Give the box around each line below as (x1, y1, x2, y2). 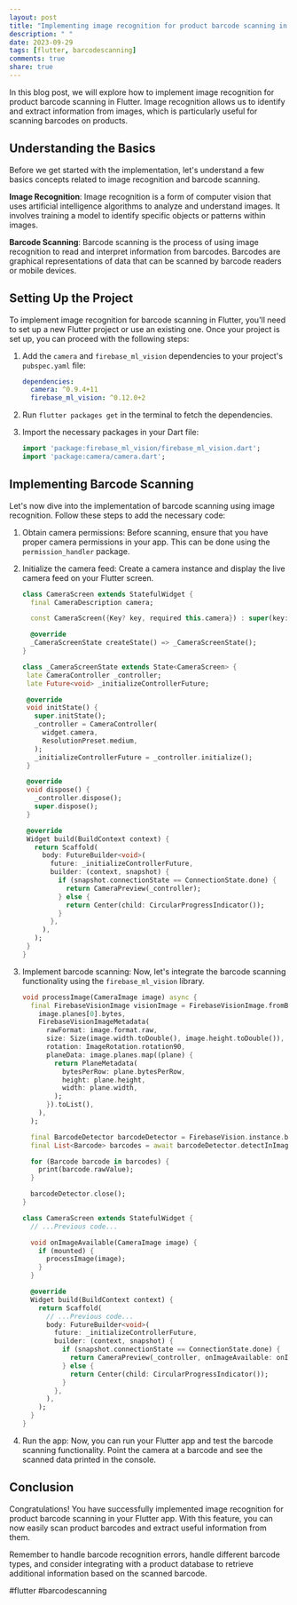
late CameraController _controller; (26, 671, 162, 679)
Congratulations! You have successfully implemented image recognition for (9, 1503, 284, 1514)
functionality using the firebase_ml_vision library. (21, 975, 206, 986)
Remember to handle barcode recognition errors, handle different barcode (9, 1549, 281, 1560)
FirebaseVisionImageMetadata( (38, 1018, 150, 1027)
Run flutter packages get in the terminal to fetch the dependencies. (21, 409, 273, 420)
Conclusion (9, 1480, 74, 1495)
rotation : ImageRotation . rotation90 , (45, 1043, 186, 1052)
